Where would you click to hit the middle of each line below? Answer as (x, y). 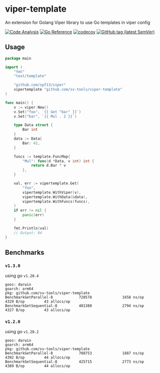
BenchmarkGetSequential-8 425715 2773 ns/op (75, 362)
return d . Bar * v (48, 166)
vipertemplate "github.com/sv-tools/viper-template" (68, 89)
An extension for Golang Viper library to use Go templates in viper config (78, 22)
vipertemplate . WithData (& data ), (55, 197)
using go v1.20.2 (22, 332)
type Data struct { (33, 125)
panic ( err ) (33, 215)
